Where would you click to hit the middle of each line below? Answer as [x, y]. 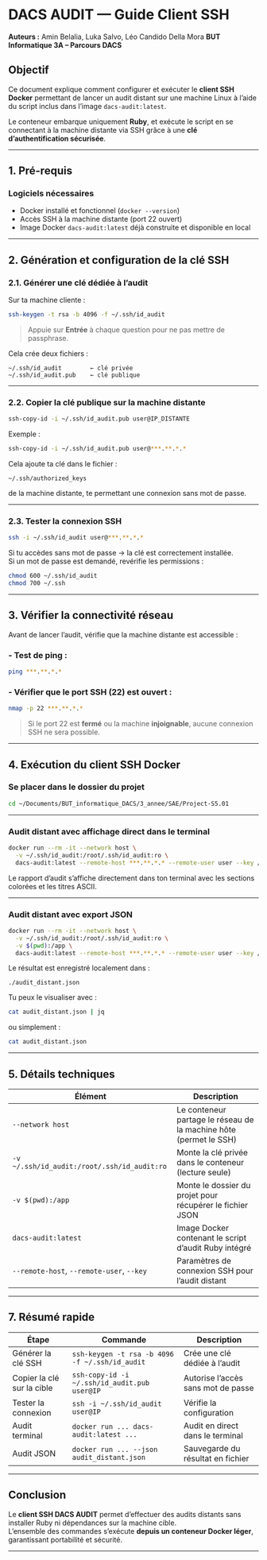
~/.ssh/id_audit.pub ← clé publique [74, 375]
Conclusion [37, 1495]
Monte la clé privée [212, 1152]
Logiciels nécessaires [51, 194]
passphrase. [48, 338]
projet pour [197, 1195]
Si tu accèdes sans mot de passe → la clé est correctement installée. [121, 553]
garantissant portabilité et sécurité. [66, 1539]
